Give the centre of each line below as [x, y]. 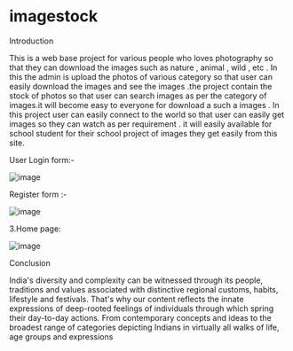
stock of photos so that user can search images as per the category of [138, 96]
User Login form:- [42, 160]
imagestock [54, 16]
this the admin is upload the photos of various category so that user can [141, 76]
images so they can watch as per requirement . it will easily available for [141, 124]
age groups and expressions [61, 336]
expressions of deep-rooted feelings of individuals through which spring [142, 308]
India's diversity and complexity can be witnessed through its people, [136, 280]
